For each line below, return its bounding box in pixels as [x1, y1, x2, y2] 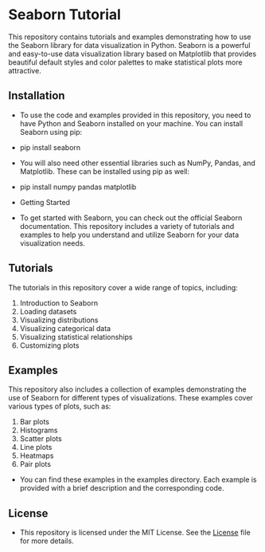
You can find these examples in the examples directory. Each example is [19, 475, 257, 484]
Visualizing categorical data [19, 323, 111, 333]
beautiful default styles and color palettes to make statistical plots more [8, 57, 243, 67]
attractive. [8, 65, 41, 75]
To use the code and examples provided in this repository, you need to [19, 110, 251, 120]
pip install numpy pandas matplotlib [19, 182, 137, 191]
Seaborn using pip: [19, 127, 83, 136]
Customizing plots [19, 341, 80, 350]
